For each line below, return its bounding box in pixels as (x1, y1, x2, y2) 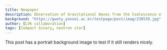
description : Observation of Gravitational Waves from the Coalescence (5, 12, 157, 17)
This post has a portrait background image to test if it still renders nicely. (5, 39, 154, 45)
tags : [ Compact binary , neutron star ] (5, 26, 85, 31)
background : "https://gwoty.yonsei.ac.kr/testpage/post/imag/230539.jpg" (5, 16, 162, 21)
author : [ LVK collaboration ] (5, 21, 66, 26)
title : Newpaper (5, 7, 39, 12)
